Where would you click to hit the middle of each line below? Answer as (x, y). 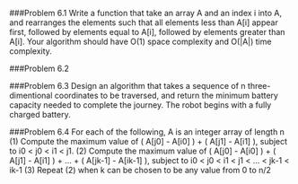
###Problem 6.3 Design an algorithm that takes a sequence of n (127, 86)
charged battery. (40, 114)
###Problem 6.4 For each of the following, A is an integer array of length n (147, 132)
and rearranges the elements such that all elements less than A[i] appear (144, 22)
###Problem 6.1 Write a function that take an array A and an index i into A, (146, 13)
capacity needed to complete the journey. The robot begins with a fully (140, 105)
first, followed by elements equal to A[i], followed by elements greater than (147, 32)
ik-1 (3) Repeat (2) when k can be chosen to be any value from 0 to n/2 (140, 170)
